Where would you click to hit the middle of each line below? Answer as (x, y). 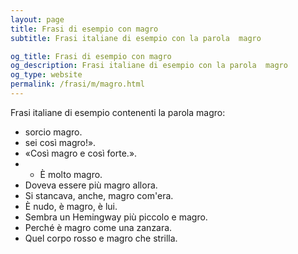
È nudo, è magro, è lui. (71, 206)
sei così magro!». (60, 142)
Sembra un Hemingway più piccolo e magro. (116, 217)
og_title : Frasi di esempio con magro (91, 56)
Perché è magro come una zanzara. (98, 227)
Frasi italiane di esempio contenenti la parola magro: (118, 112)
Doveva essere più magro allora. (91, 185)
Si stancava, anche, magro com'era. (99, 195)
